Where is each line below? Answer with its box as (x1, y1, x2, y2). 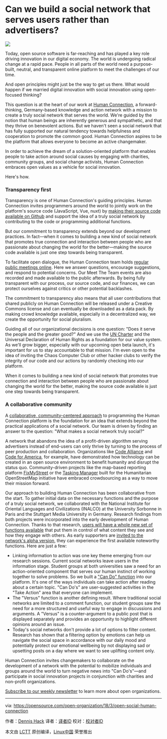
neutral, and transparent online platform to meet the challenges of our (16, 66, 160, 72)
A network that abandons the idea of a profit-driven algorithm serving (5, 438, 148, 444)
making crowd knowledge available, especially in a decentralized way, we (5, 311, 156, 317)
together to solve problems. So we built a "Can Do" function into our (12, 574, 153, 580)
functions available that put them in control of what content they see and (5, 527, 154, 533)
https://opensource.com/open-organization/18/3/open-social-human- (13, 702, 157, 708)
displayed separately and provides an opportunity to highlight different (12, 616, 157, 622)
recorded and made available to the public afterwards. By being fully (5, 275, 146, 281)
